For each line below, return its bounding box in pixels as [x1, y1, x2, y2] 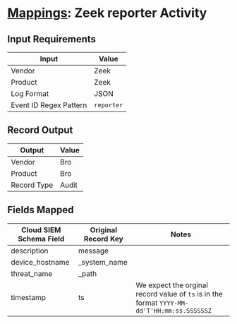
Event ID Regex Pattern [11, 100, 87, 110]
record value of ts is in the [135, 289, 224, 299]
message [78, 246, 109, 256]
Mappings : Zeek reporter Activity [7, 5, 207, 21]
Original [90, 224, 118, 234]
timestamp [11, 292, 47, 302]
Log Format [11, 89, 49, 98]
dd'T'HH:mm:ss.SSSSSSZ [135, 306, 212, 315]
